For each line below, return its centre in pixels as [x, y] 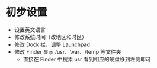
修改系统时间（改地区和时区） [50, 37]
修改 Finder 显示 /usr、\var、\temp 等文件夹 [68, 51]
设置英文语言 [30, 30]
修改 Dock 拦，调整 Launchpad [52, 44]
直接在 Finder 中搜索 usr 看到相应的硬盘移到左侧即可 [87, 59]
